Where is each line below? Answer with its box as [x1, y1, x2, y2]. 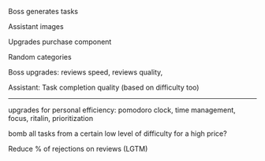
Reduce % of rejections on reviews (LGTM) [8, 145, 148, 153]
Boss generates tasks [8, 7, 79, 16]
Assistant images [8, 22, 65, 31]
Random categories [8, 53, 73, 61]
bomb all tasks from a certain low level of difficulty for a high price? [8, 129, 227, 138]
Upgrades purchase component [8, 37, 112, 46]
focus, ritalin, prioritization [8, 114, 93, 123]
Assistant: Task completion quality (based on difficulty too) [8, 82, 200, 92]
